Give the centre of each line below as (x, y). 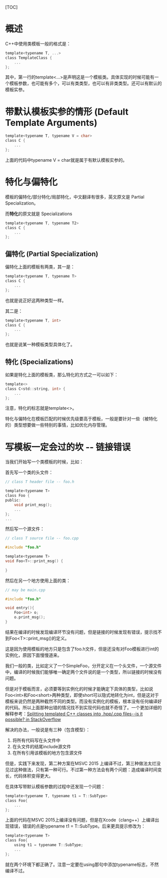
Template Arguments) (51, 123)
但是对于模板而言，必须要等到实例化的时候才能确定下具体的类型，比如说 (79, 689)
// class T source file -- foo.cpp (42, 539)
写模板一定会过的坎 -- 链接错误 (68, 447)
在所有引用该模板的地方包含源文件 (47, 753)
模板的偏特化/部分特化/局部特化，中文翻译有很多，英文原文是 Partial (75, 197)
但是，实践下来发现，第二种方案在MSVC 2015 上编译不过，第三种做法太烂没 (83, 763)
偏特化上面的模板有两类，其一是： (40, 267)
